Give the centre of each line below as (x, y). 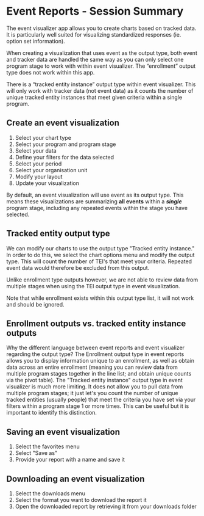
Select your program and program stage (65, 144)
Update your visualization (47, 183)
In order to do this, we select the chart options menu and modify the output (100, 255)
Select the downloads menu (50, 493)
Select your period (38, 164)
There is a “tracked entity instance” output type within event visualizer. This (101, 84)
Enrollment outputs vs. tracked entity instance (96, 323)
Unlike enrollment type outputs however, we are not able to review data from (102, 280)
